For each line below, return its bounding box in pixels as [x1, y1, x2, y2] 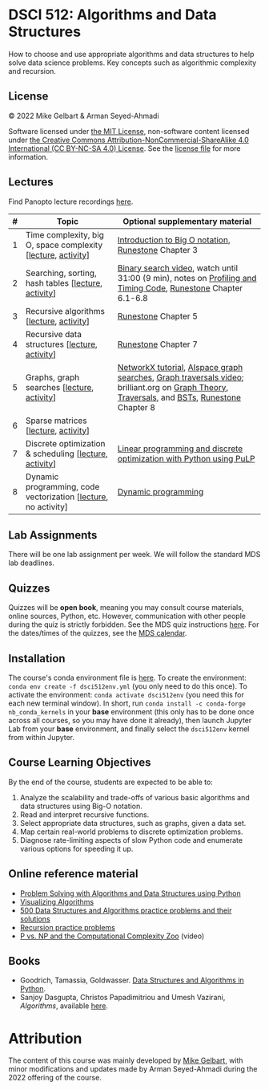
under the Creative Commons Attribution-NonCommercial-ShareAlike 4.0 [8, 135, 250, 144]
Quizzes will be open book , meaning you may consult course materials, [8, 603, 244, 612]
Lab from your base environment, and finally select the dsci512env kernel [8, 724, 250, 734]
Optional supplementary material [122, 215, 252, 226]
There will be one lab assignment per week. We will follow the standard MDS [8, 550, 261, 559]
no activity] [25, 501, 68, 512]
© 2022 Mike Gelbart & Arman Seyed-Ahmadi [8, 111, 159, 120]
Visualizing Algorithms [19, 897, 94, 906]
